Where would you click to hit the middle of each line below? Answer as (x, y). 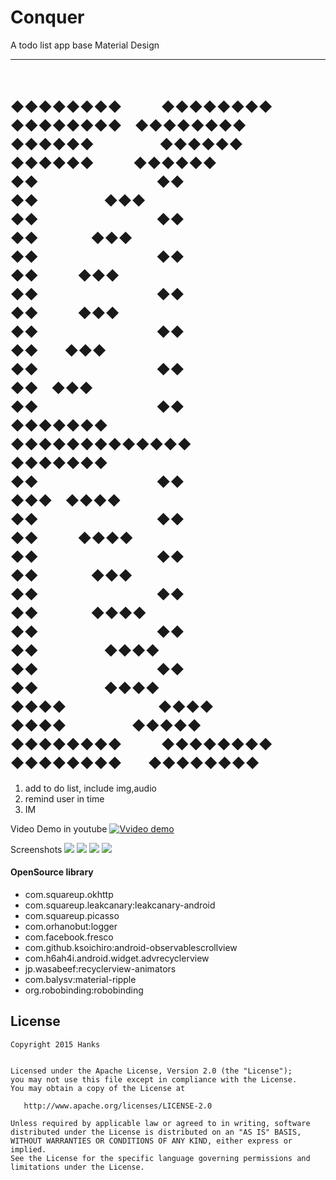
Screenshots (36, 849)
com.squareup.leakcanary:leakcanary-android (120, 905)
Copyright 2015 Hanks (55, 1044)
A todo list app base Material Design (85, 45)
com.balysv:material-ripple (80, 979)
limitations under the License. (77, 1167)
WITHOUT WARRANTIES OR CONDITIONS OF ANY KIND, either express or (151, 1141)
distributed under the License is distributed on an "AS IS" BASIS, (156, 1132)
